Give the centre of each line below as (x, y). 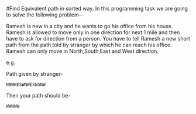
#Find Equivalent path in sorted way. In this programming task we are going (97, 9)
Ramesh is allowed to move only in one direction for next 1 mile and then (93, 32)
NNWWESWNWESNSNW (26, 85)
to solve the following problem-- (45, 15)
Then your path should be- (38, 95)
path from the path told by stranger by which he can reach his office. (89, 45)
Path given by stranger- (35, 74)
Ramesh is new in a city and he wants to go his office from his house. (90, 26)
